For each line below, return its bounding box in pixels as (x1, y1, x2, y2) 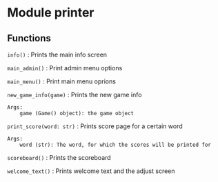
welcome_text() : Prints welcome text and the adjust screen (7, 167, 175, 175)
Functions (7, 32, 52, 44)
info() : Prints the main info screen (7, 50, 108, 59)
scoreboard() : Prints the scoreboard (7, 154, 112, 161)
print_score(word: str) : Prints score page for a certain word (7, 122, 183, 130)
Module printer (7, 5, 95, 21)
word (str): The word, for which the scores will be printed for (19, 141, 212, 148)
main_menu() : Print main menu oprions (7, 77, 116, 85)
